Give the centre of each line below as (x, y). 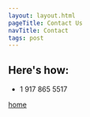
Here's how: (39, 70)
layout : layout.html (42, 16)
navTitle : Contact (38, 30)
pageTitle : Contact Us (45, 23)
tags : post (26, 38)
